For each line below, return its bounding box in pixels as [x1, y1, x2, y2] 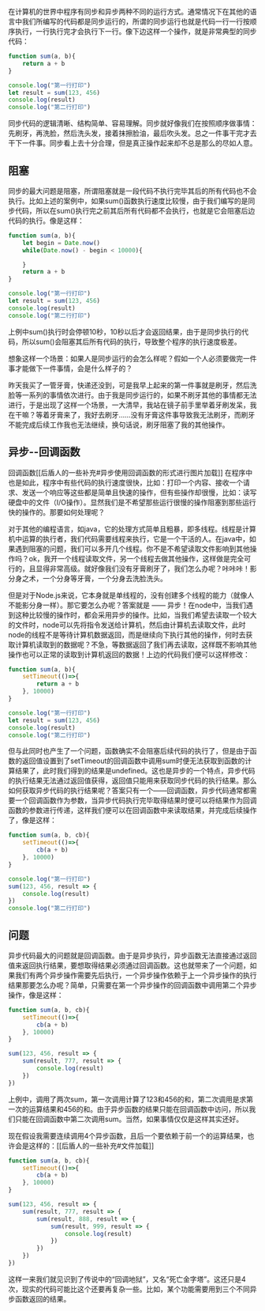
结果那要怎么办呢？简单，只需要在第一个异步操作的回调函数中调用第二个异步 [8, 980, 257, 990]
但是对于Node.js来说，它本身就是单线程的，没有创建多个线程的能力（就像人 [8, 590, 255, 599]
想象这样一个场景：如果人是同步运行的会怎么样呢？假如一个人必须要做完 [8, 353, 243, 363]
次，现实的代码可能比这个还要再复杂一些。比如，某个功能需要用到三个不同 [8, 1284, 250, 1294]
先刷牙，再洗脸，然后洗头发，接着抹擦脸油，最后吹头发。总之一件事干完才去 [8, 129, 257, 138]
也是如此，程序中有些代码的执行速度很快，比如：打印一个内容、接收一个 [8, 478, 243, 487]
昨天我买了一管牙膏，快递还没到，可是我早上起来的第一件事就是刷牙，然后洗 [8, 380, 257, 390]
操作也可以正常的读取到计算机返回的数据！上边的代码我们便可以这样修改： [8, 649, 250, 659]
